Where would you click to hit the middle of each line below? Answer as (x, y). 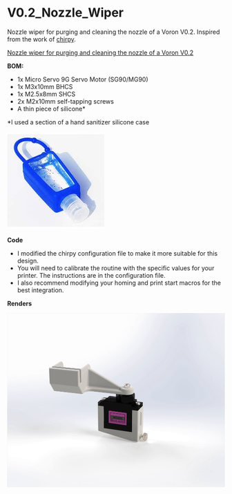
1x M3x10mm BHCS (45, 86)
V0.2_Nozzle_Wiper (66, 13)
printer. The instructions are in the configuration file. (91, 275)
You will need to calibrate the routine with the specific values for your (116, 268)
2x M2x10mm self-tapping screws (65, 101)
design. (28, 260)
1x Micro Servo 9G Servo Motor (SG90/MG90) (83, 79)
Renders (20, 303)
